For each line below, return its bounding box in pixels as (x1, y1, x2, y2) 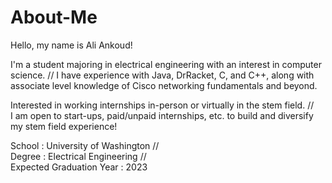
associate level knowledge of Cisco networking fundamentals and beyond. (10, 79, 318, 91)
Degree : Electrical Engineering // (10, 150, 147, 162)
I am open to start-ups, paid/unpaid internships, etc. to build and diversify (10, 109, 314, 121)
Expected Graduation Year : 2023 (10, 161, 148, 173)
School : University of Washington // (10, 139, 160, 151)
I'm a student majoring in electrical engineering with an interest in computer (10, 58, 322, 70)
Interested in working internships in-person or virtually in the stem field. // (10, 99, 315, 111)
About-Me (10, 6, 98, 29)
